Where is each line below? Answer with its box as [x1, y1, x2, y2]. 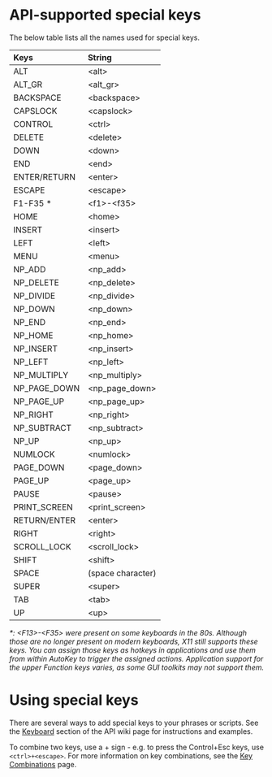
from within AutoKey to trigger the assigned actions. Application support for [9, 653, 264, 663]
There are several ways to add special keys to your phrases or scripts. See [9, 718, 259, 727]
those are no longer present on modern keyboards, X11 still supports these [9, 636, 258, 646]
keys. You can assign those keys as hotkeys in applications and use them [9, 645, 257, 655]
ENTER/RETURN [13, 171, 76, 182]
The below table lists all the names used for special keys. [9, 33, 200, 42]
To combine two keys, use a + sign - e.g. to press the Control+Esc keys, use [9, 742, 265, 752]
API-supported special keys [9, 6, 201, 24]
